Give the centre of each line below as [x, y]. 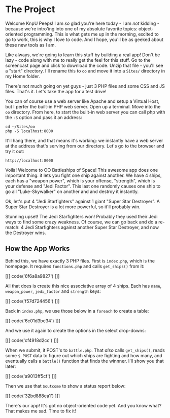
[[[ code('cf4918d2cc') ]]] [32, 340]
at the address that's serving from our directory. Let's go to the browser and [85, 146]
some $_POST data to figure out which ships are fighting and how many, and [84, 355]
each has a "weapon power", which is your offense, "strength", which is [80, 180]
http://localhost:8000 [29, 161]
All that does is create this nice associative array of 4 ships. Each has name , [83, 286]
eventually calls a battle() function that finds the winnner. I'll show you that [84, 361]
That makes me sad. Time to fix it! [41, 411]
